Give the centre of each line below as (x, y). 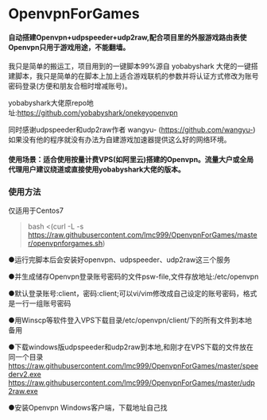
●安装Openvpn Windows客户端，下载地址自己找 (88, 408)
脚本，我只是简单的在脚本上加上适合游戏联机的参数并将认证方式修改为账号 (137, 76)
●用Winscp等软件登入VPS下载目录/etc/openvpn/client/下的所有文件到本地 (130, 320)
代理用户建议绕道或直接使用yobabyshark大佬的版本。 (97, 169)
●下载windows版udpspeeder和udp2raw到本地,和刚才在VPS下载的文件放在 (131, 347)
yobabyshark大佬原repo (48, 103)
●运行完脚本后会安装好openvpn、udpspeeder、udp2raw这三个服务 (119, 260)
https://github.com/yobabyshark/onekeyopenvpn (98, 113)
